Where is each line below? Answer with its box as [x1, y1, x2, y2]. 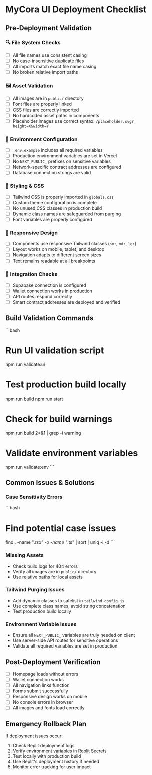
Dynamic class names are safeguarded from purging [12, 211, 121, 217]
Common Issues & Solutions [5, 478, 95, 487]
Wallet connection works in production [12, 288, 93, 294]
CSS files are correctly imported [12, 107, 79, 113]
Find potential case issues [5, 523, 116, 534]
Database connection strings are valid [12, 170, 91, 176]
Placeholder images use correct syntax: [12, 118, 95, 124]
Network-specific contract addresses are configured [12, 164, 122, 170]
